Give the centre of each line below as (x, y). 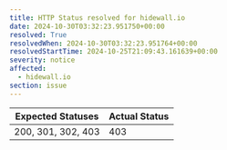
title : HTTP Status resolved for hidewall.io (97, 18)
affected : (28, 69)
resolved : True (38, 35)
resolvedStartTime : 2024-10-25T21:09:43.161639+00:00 (114, 52)
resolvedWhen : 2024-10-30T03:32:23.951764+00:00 (103, 43)
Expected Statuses (57, 116)
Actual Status (139, 116)
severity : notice (42, 60)
